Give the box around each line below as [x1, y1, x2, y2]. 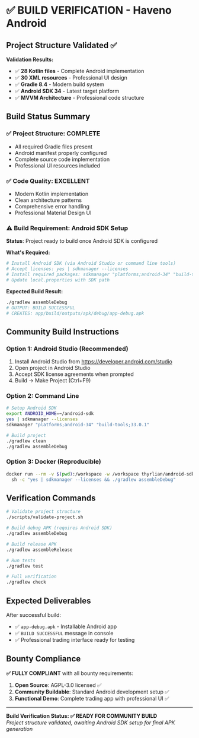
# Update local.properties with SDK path [6, 277, 110, 283]
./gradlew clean [6, 438, 46, 444]
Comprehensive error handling [14, 202, 90, 210]
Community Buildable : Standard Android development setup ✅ [14, 688, 170, 695]
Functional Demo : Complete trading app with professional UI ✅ [14, 695, 169, 702]
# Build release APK [6, 541, 57, 547]
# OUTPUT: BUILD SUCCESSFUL [6, 305, 76, 311]
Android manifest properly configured [14, 149, 107, 156]
